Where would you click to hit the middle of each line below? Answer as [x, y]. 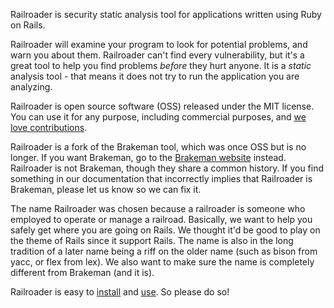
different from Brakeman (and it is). [82, 272]
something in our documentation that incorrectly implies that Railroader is [161, 178]
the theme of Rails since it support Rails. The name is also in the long [152, 240]
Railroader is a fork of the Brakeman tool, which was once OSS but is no [158, 147]
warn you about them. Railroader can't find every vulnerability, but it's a [157, 55]
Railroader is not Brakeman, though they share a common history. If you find [167, 168]
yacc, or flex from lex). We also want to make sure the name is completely [162, 262]
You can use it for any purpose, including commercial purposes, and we [158, 117]
